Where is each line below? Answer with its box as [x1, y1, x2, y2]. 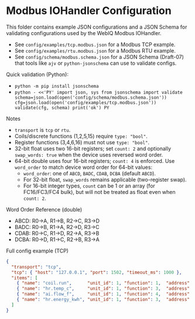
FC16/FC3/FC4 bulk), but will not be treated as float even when [23, 188, 176, 195]
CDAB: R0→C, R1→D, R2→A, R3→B [14, 230, 100, 237]
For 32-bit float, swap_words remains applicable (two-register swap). [23, 176, 187, 183]
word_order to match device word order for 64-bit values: [14, 164, 153, 171]
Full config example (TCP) [6, 247, 69, 254]
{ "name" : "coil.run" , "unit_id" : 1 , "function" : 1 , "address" [16, 280, 190, 286]
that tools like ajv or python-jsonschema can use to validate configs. [14, 60, 177, 67]
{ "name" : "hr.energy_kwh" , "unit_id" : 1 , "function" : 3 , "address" [16, 297, 190, 303]
